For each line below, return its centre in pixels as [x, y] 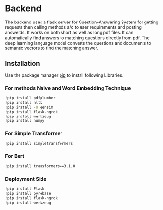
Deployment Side [26, 179]
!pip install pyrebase [28, 193]
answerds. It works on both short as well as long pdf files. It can [69, 32]
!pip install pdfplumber [30, 98]
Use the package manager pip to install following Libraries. [64, 75]
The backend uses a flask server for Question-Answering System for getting [82, 22]
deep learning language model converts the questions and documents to [78, 43]
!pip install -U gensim [29, 107]
